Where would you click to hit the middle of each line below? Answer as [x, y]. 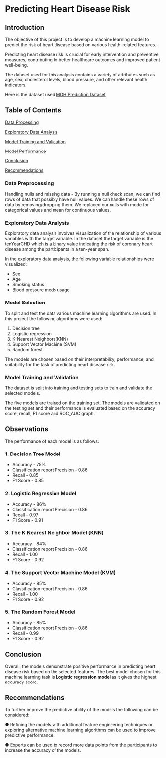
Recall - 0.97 [25, 515]
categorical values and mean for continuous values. [58, 210]
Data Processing [22, 122]
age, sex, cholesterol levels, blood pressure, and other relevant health [76, 80]
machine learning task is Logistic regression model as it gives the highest [81, 677]
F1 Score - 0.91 [28, 520]
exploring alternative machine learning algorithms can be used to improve [81, 730]
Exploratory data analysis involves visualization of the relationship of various [83, 233]
